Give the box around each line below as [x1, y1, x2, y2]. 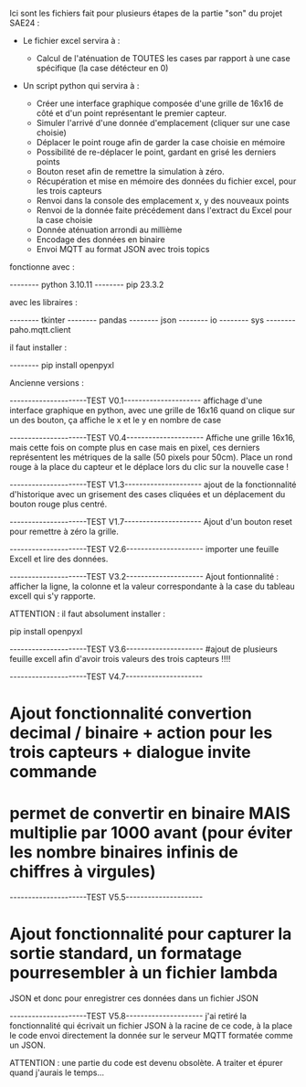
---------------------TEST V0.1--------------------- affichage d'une [9, 395, 263, 406]
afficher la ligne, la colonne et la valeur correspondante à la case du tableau [9, 581, 295, 591]
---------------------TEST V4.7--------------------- [9, 671, 204, 682]
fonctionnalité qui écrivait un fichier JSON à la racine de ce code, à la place [9, 1020, 293, 1031]
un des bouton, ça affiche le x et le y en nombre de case [9, 415, 222, 425]
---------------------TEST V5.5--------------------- [9, 891, 204, 903]
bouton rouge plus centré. [9, 498, 108, 509]
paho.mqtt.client [9, 325, 71, 335]
